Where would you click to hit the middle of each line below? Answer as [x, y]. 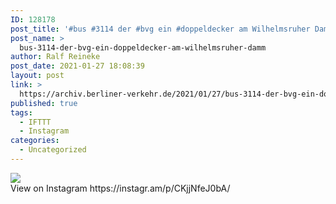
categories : [35, 141]
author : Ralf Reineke [55, 57]
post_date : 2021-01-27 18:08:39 [77, 66]
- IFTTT [35, 122]
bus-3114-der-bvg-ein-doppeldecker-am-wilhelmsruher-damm [143, 47]
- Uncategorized [53, 150]
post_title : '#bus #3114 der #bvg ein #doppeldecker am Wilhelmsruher [160, 29]
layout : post [37, 76]
